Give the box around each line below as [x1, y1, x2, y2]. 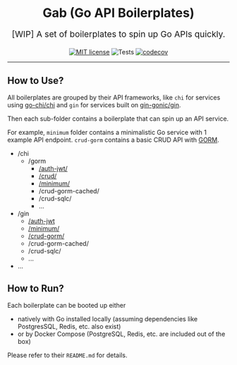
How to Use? [7, 74, 64, 86]
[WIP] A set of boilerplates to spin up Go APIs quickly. [11, 28, 226, 40]
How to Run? [7, 282, 65, 294]
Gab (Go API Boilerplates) [42, 5, 195, 21]
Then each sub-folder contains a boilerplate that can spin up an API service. [7, 114, 229, 123]
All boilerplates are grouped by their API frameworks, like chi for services [7, 93, 221, 102]
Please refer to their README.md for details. [7, 351, 128, 359]
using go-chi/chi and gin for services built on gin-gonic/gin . [7, 101, 181, 109]
